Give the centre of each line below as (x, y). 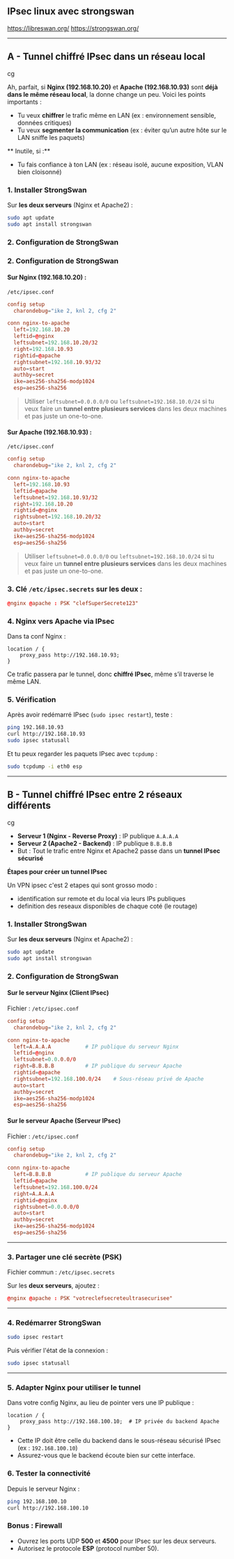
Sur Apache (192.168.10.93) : (50, 432)
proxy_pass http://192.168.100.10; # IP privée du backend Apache (119, 1422)
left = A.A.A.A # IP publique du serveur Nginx (96, 1047)
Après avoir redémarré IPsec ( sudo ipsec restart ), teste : (90, 715)
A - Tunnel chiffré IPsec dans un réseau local (106, 57)
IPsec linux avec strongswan (71, 11)
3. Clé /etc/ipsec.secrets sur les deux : (75, 589)
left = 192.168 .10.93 (42, 484)
